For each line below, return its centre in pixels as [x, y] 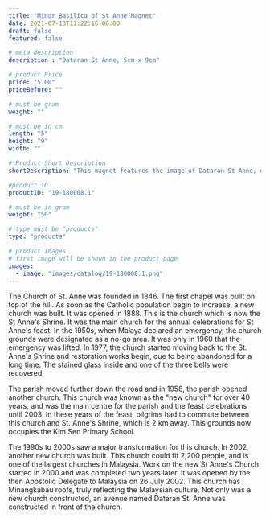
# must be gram [34, 104]
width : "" [25, 149]
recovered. [26, 373]
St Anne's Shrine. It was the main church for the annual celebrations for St [131, 322]
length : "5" [28, 134]
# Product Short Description [57, 163]
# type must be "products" [53, 229]
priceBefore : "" [35, 89]
